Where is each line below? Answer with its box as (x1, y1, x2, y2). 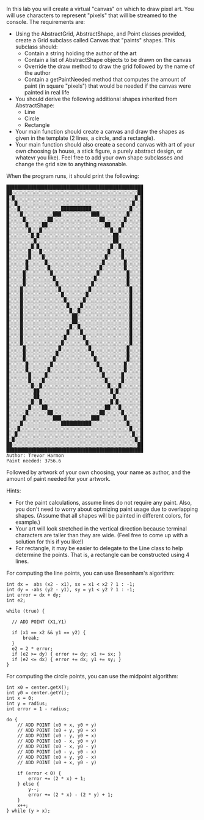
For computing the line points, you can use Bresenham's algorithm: (6, 570, 175, 577)
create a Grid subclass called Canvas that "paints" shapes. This (15, 37, 175, 44)
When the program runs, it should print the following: (6, 172, 139, 180)
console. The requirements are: (6, 18, 86, 25)
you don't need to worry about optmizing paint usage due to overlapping (15, 505, 199, 513)
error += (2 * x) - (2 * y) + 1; (28, 792, 114, 798)
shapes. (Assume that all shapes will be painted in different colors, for (15, 512, 191, 519)
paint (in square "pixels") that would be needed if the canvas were (24, 82, 191, 90)
